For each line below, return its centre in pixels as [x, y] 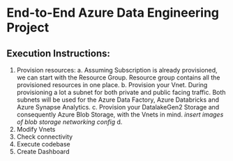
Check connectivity [45, 137]
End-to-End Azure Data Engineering [113, 13]
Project [28, 28]
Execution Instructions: [59, 53]
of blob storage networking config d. [69, 122]
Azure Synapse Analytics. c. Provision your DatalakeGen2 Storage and [118, 107]
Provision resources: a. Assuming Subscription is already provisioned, [117, 70]
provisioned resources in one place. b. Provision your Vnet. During [112, 85]
